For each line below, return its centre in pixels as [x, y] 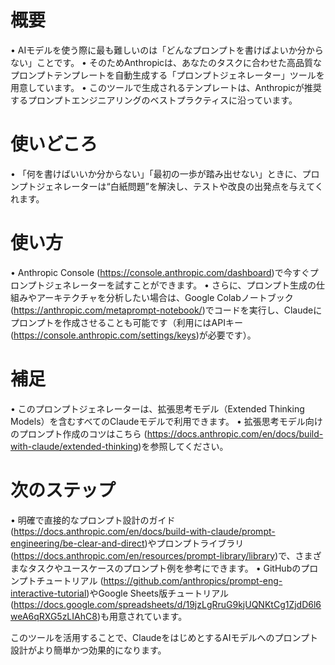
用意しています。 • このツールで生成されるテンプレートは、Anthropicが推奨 [166, 87]
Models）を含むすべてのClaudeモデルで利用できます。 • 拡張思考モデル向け [166, 421]
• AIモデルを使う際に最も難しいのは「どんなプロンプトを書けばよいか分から [167, 50]
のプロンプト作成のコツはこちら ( [79, 433]
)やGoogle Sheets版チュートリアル [158, 593]
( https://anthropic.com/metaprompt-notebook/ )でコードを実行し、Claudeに [166, 310]
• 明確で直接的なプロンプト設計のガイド [93, 520]
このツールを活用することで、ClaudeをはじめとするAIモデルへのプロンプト [164, 637]
